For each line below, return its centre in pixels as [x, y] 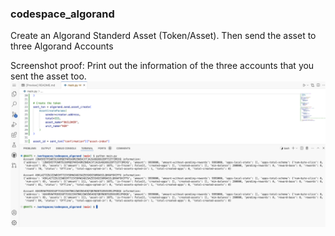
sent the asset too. [48, 76]
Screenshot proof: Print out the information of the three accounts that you [162, 66]
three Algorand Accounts [62, 46]
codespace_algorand [62, 14]
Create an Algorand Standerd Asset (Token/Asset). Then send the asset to [163, 36]
